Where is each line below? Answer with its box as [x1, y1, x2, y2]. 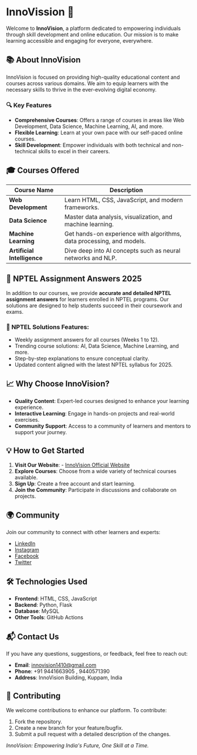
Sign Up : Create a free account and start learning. [14, 480, 136, 487]
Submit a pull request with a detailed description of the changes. [14, 730, 171, 737]
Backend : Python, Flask [14, 602, 73, 609]
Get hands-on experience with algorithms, [64, 229, 182, 237]
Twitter [14, 559, 32, 566]
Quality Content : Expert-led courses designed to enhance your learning [14, 397, 189, 404]
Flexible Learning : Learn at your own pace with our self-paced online [14, 129, 183, 136]
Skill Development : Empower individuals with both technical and [14, 142, 171, 149]
